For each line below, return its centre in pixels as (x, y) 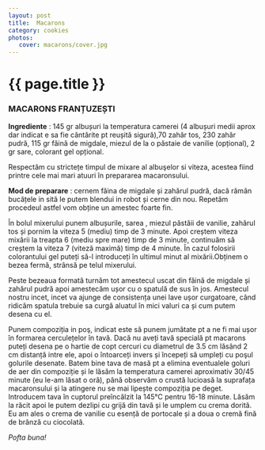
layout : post (30, 15)
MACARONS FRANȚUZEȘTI (62, 109)
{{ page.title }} (57, 84)
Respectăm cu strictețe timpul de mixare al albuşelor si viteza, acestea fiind (131, 166)
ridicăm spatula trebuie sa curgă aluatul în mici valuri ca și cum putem (122, 305)
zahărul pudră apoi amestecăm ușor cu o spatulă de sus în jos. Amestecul (129, 288)
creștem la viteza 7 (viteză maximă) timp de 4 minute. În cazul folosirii (122, 248)
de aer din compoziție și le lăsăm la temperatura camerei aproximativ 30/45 (131, 371)
